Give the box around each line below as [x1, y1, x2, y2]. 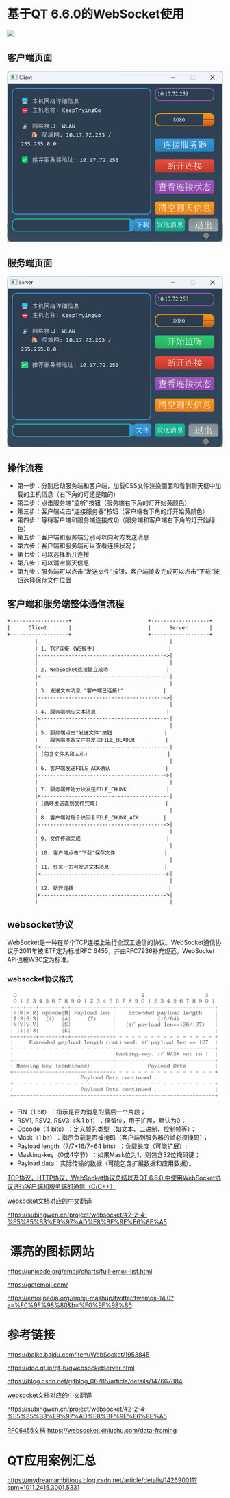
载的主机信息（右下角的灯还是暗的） [16, 490, 120, 498]
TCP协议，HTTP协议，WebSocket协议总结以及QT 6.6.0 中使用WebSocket [7, 1173, 216, 1182]
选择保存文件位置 [23, 576, 72, 584]
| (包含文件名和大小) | [34, 751, 171, 758]
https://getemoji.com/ [7, 1280, 68, 1289]
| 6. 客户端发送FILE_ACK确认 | [34, 765, 169, 772]
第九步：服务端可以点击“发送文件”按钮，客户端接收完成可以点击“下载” [16, 567, 214, 576]
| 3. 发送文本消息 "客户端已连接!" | [34, 688, 166, 694]
